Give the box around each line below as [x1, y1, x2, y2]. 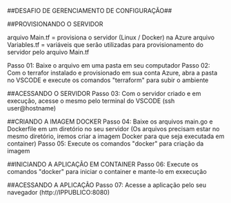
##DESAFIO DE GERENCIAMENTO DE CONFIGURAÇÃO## [7, 7, 172, 14]
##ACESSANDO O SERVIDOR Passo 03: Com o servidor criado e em [7, 90, 201, 97]
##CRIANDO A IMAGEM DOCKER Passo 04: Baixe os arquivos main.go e [7, 117, 213, 126]
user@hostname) [7, 104, 57, 112]
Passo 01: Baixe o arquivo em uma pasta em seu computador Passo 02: [7, 61, 210, 69]
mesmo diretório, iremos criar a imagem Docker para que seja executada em [7, 132, 225, 140]
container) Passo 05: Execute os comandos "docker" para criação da [7, 139, 204, 148]
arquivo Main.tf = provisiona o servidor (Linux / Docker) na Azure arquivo [7, 33, 215, 41]
